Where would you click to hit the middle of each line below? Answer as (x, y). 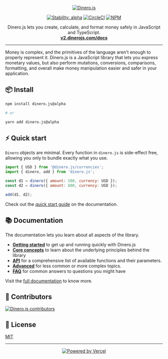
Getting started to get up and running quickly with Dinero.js (74, 245)
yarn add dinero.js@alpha (32, 122)
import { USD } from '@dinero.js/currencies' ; (54, 167)
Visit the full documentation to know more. (49, 281)
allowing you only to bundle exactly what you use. (56, 158)
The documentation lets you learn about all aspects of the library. (72, 235)
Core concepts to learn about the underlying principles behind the (81, 250)
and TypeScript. (84, 32)
